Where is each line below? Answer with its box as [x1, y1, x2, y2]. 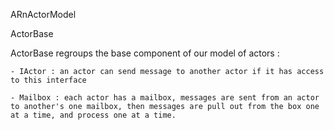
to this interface [10, 75, 87, 85]
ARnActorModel [10, 9, 77, 20]
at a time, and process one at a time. [10, 110, 177, 120]
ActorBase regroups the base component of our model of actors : [10, 47, 280, 59]
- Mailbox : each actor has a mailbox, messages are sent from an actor [10, 93, 320, 103]
